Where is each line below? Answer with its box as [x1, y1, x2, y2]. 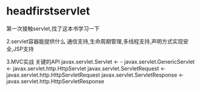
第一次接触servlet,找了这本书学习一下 [6, 25, 100, 32]
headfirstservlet [6, 4, 90, 18]
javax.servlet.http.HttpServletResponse [6, 77, 104, 85]
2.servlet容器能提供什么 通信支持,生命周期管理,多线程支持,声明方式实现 [6, 37, 183, 45]
